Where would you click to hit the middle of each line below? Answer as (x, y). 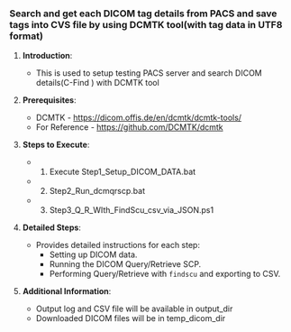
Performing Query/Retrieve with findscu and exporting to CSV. (165, 274)
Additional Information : (67, 291)
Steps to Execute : (56, 145)
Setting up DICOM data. (93, 254)
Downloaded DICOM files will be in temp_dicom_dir (131, 318)
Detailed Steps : (51, 227)
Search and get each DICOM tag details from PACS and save (143, 14)
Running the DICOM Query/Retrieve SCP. (125, 264)
